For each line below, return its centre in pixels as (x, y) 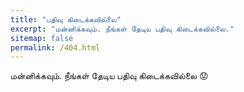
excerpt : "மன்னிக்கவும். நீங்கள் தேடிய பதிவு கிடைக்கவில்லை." (122, 29)
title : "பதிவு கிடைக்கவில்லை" (66, 19)
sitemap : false (42, 38)
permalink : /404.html (55, 47)
